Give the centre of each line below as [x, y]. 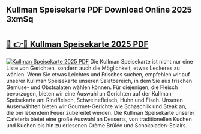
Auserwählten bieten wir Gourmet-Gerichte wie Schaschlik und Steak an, [97, 106]
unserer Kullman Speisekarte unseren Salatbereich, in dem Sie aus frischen [99, 81]
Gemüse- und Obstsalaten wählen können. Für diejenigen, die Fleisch [92, 87]
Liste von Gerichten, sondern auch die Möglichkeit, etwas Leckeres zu [93, 68]
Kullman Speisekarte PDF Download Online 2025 [99, 10]
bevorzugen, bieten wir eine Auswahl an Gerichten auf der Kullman [89, 93]
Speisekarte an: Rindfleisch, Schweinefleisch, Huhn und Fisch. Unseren [94, 100]
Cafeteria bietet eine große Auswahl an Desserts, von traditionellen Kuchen [99, 119]
